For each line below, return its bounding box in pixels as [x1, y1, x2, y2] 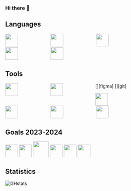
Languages [5, 20, 41, 29]
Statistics [5, 167, 36, 175]
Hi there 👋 [5, 5, 30, 12]
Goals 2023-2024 [5, 128, 63, 136]
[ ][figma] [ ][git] [95, 83, 127, 89]
